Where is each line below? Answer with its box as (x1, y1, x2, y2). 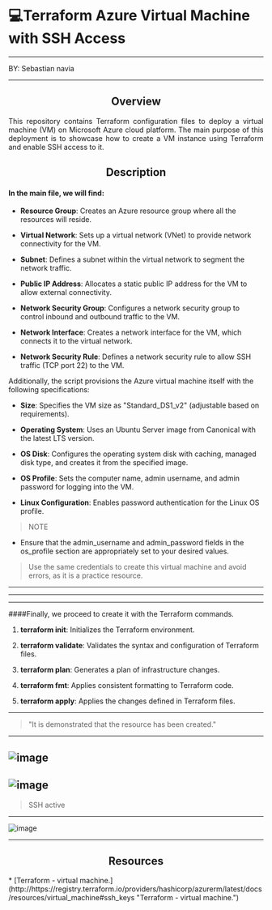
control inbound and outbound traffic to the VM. (19, 312, 181, 322)
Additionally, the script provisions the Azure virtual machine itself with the (8, 376, 254, 386)
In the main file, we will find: (8, 188, 105, 198)
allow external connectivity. (19, 288, 112, 297)
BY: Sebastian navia (8, 63, 74, 73)
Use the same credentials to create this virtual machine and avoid (28, 562, 247, 572)
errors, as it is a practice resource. (28, 570, 143, 580)
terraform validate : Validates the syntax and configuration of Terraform (19, 641, 259, 651)
